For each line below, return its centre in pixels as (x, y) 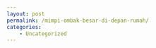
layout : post (26, 14)
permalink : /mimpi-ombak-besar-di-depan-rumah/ (78, 20)
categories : (24, 27)
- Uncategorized (43, 34)
